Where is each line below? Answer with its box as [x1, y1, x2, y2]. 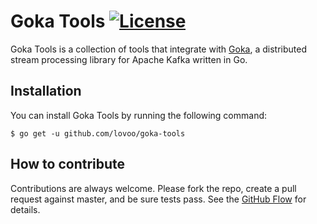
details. [10, 203, 41, 215]
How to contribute [10, 156, 126, 173]
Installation [10, 83, 82, 100]
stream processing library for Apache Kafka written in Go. [10, 53, 248, 65]
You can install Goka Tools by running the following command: [10, 109, 268, 121]
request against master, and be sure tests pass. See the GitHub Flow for [10, 193, 307, 205]
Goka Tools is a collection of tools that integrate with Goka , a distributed [10, 43, 307, 55]
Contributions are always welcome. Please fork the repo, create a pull [10, 182, 297, 194]
